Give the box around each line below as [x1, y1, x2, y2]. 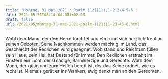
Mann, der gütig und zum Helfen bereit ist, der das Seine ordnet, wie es [5, 63, 155, 69]
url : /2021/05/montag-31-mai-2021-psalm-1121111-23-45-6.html [5, 21, 140, 27]
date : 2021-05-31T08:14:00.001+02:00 [5, 12, 86, 17]
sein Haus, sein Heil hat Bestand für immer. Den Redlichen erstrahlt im [5, 52, 153, 58]
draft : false [5, 17, 33, 22]
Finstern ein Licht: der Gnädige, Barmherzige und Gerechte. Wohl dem [5, 57, 153, 64]
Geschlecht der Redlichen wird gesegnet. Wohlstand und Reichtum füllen [5, 46, 159, 52]
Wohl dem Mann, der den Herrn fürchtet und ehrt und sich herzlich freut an [5, 36, 163, 42]
